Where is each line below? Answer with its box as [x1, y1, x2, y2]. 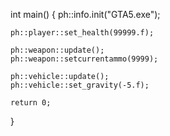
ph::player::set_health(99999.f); [10, 28, 155, 38]
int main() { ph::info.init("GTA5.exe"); [10, 9, 161, 20]
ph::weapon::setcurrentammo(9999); [10, 54, 159, 64]
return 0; [10, 98, 52, 108]
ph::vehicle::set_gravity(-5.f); [10, 80, 150, 90]
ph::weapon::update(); [10, 45, 105, 55]
